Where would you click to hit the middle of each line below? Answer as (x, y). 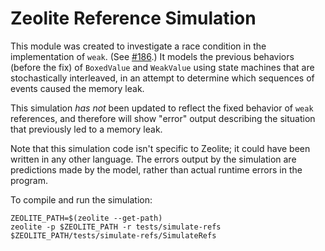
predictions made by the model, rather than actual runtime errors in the (156, 169)
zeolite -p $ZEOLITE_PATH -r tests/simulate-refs (116, 227)
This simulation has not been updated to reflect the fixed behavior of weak (162, 108)
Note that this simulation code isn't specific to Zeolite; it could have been (160, 148)
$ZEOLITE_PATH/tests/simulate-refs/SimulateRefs (113, 235)
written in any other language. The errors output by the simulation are (153, 159)
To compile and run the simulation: (81, 199)
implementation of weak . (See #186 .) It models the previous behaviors (152, 56)
